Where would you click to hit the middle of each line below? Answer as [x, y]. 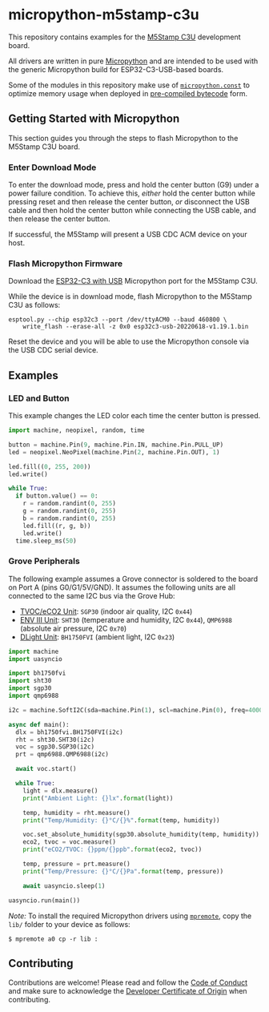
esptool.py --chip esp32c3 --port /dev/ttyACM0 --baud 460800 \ [118, 320]
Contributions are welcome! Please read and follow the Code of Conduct [128, 982]
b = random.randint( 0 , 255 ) [69, 518]
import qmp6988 [34, 696]
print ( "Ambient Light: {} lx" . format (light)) [98, 798]
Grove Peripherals [44, 561]
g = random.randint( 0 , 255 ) [69, 511]
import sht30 [30, 681]
